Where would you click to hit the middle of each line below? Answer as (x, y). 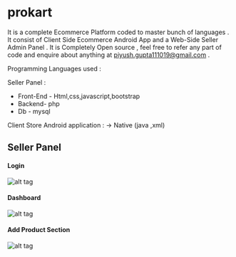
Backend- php (39, 103)
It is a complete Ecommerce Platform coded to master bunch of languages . (118, 32)
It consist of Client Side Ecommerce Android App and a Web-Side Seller (113, 39)
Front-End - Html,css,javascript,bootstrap (79, 96)
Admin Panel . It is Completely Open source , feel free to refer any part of (115, 47)
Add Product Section (39, 230)
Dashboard (24, 198)
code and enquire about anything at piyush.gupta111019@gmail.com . (109, 55)
